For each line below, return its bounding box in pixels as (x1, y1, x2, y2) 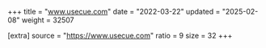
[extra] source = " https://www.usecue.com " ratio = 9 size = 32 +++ (7, 31, 233, 40)
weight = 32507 (21, 15, 74, 25)
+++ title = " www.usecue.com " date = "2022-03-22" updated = (7, 7, 221, 16)
